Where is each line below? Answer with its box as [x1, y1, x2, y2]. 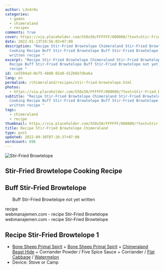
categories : [5, 12, 29, 17]
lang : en [5, 75, 23, 80]
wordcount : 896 [5, 139, 36, 145]
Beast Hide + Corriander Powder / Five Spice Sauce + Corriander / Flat [12, 249, 155, 255]
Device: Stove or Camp [12, 259, 59, 265]
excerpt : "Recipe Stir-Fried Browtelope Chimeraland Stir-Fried [5, 57, 139, 62]
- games [9, 16, 25, 21]
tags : [5, 107, 16, 113]
